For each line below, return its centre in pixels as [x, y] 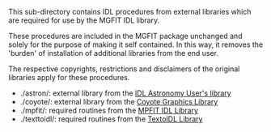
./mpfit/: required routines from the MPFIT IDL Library [109, 110]
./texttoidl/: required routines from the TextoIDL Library [111, 119]
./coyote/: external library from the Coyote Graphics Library [119, 102]
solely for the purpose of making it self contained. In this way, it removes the [136, 45]
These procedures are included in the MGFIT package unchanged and [125, 36]
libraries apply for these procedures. [69, 77]
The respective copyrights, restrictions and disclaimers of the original [124, 69]
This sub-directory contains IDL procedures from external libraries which [130, 12]
